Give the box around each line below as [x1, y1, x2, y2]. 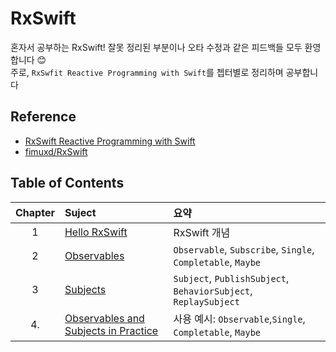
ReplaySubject [173, 296, 240, 307]
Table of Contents [10, 175, 125, 192]
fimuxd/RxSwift [24, 145, 88, 157]
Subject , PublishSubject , [173, 271, 290, 285]
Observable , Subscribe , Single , [173, 242, 315, 256]
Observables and [64, 311, 145, 325]
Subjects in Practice [64, 323, 159, 337]
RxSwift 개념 [173, 225, 231, 239]
